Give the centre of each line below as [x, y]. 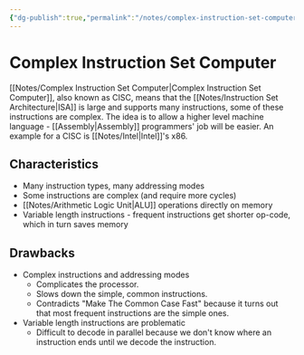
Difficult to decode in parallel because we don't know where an [154, 332]
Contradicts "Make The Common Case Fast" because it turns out [157, 303]
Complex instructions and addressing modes [106, 275]
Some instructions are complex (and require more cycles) [129, 196]
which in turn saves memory [75, 225]
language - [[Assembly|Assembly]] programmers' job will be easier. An [142, 126]
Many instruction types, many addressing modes [114, 186]
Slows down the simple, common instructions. [122, 294]
